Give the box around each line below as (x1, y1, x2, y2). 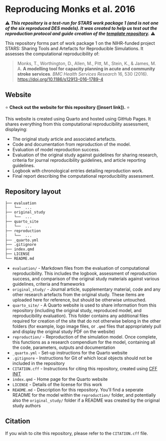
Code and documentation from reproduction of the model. (12, 141, 131, 147)
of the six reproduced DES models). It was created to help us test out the (5, 25, 158, 31)
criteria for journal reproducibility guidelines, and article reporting (12, 157, 146, 163)
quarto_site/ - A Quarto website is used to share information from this (12, 302, 157, 308)
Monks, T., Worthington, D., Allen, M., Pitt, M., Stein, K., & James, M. (17, 60, 156, 66)
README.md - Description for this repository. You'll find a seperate (12, 387, 144, 393)
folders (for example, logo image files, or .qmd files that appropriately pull (12, 323, 162, 329)
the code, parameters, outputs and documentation (12, 344, 115, 350)
